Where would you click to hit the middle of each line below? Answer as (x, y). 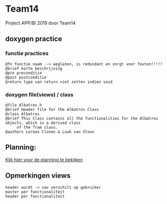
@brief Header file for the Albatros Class (52, 109)
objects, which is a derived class (43, 123)
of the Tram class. (37, 127)
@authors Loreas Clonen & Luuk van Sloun (50, 132)
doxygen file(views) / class (39, 95)
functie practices (27, 53)
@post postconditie (26, 77)
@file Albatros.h (24, 105)
